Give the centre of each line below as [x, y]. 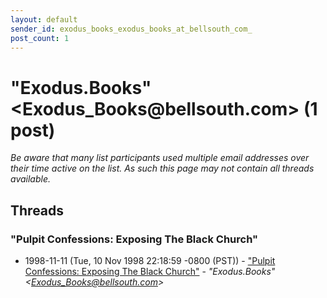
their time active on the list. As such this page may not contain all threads [162, 168]
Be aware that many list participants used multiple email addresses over [160, 158]
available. [31, 179]
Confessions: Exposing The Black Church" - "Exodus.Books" [150, 271]
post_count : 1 [40, 38]
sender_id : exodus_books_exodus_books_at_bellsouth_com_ [131, 29]
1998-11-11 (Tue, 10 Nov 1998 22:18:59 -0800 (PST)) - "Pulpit [150, 260]
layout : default [44, 19]
